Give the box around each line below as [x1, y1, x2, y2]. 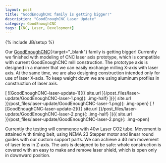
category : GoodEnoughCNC [5, 21, 56, 26]
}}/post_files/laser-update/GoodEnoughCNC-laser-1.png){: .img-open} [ [5, 101, 152, 107]
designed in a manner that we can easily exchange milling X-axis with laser [5, 65, 159, 71]
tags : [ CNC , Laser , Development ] [5, 26, 74, 31]
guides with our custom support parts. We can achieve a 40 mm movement [5, 137, 159, 143]
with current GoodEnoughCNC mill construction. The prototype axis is [5, 59, 148, 65]
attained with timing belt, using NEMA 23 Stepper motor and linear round [5, 131, 154, 137]
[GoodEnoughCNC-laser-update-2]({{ [5, 106, 83, 112]
